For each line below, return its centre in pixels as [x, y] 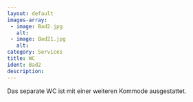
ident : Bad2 [24, 65]
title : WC [21, 59]
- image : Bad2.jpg [36, 26]
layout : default [30, 13]
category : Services [35, 52]
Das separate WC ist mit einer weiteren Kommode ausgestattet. [97, 91]
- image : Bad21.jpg [38, 39]
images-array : [27, 20]
